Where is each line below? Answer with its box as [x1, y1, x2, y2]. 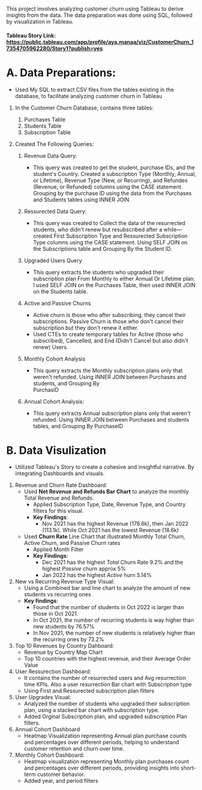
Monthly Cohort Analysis [24, 355, 86, 362]
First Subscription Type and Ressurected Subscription [53, 232, 188, 240]
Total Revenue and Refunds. [24, 494, 95, 501]
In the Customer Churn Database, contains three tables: [14, 104, 154, 111]
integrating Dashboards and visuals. [14, 470, 105, 477]
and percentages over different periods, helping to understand [24, 739, 180, 746]
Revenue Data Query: [24, 152, 77, 159]
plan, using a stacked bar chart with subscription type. [24, 707, 160, 714]
